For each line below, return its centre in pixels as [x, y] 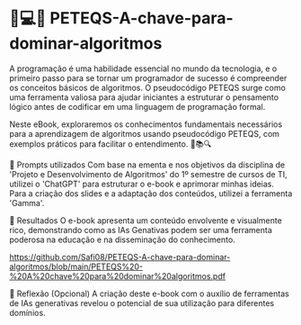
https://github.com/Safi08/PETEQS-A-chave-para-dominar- [120, 257]
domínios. [28, 312]
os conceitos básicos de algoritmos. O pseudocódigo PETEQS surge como [147, 87]
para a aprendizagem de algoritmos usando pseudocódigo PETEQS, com [145, 133]
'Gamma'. [27, 203]
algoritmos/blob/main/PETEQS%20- [76, 266]
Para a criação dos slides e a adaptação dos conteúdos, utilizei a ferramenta [151, 193]
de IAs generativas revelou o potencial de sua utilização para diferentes [142, 302]
